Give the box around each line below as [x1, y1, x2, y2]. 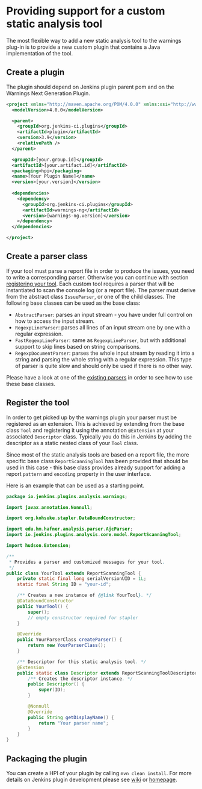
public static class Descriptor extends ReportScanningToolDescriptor [17, 670, 198, 676]
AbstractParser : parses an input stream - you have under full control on [14, 311, 192, 318]
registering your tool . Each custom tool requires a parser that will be [6, 280, 174, 287]
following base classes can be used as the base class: [6, 299, 141, 307]
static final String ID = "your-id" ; [17, 581, 112, 588]
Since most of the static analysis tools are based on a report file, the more [6, 451, 189, 458]
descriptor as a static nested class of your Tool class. [6, 439, 138, 446]
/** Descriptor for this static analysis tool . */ [17, 658, 147, 665]
